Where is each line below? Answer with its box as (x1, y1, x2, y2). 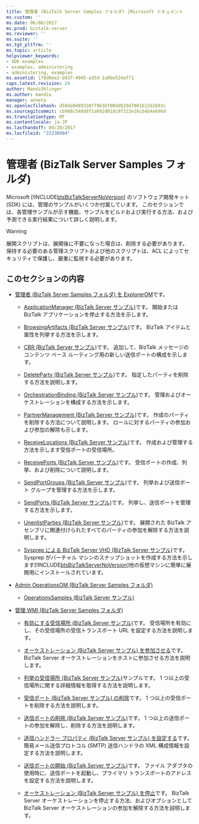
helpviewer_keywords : (6, 53, 60, 59)
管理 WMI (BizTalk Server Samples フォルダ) (14, 606, 124, 614)
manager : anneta (6, 97, 46, 103)
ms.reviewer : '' (6, 31, 46, 37)
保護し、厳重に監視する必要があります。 (37, 254, 135, 262)
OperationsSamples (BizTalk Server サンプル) (23, 594, 135, 601)
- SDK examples (6, 58, 44, 64)
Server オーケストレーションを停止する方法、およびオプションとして (23, 797, 192, 804)
